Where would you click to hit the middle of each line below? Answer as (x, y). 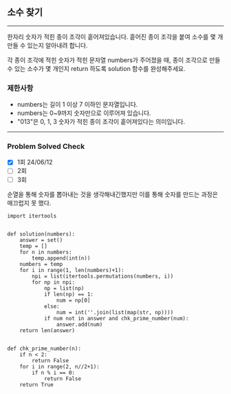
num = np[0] (73, 300)
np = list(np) (64, 288)
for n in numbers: (46, 252)
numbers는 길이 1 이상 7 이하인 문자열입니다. (77, 105)
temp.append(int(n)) (61, 258)
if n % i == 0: (54, 373)
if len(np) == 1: (69, 294)
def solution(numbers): (41, 234)
